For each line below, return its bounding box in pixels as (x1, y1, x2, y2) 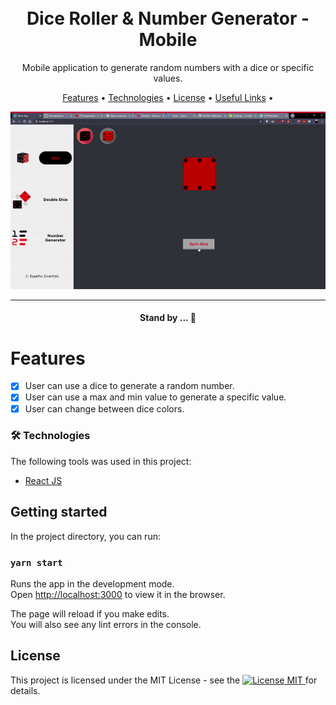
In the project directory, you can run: (10, 530, 161, 542)
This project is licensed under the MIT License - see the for (10, 674, 318, 686)
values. (153, 72, 183, 84)
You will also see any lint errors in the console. (10, 618, 202, 630)
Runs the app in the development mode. (10, 577, 175, 590)
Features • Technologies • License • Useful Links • (62, 91, 274, 103)
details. (10, 684, 41, 696)
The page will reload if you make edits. (10, 607, 170, 620)
